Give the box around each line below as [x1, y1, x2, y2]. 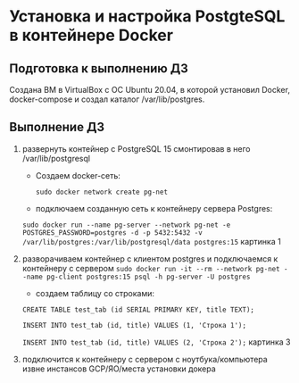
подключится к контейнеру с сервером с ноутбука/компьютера [21, 354, 268, 364]
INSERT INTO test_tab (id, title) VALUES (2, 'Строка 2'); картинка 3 [21, 337, 291, 347]
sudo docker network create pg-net [35, 187, 168, 196]
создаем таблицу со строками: [35, 287, 154, 298]
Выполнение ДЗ [9, 120, 105, 135]
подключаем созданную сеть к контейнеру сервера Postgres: [35, 203, 273, 213]
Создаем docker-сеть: [35, 170, 120, 180]
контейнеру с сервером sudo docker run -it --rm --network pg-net [21, 262, 280, 273]
